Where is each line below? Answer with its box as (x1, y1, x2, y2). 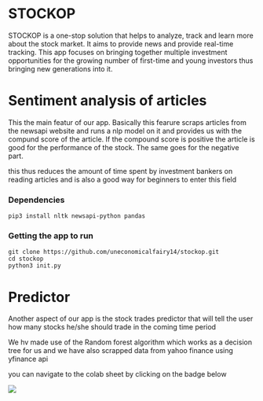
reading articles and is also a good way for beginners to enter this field (8, 175, 237, 184)
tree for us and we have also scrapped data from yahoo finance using (8, 346, 234, 355)
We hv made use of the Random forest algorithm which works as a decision (8, 337, 253, 347)
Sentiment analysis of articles (8, 92, 207, 110)
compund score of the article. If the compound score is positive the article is (8, 134, 255, 144)
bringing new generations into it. (8, 64, 113, 73)
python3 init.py (8, 262, 61, 270)
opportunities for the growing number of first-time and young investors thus (8, 56, 254, 65)
